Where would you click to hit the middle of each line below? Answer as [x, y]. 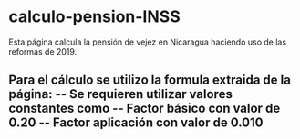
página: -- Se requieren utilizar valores [121, 94]
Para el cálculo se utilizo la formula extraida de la [150, 80]
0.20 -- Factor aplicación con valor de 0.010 [136, 123]
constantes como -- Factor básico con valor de [145, 109]
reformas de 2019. [43, 51]
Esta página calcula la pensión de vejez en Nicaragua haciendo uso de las [148, 42]
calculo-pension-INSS [94, 17]
